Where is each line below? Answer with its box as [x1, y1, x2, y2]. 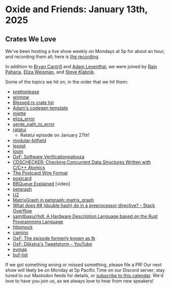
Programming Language [12, 219, 63, 225]
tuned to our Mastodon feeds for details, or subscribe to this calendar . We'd [5, 273, 164, 278]
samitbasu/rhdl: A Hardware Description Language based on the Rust [12, 213, 158, 219]
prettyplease [12, 89, 40, 95]
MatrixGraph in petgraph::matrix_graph [12, 197, 94, 203]
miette [12, 111, 26, 116]
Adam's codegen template [12, 105, 69, 111]
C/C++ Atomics [12, 165, 46, 170]
